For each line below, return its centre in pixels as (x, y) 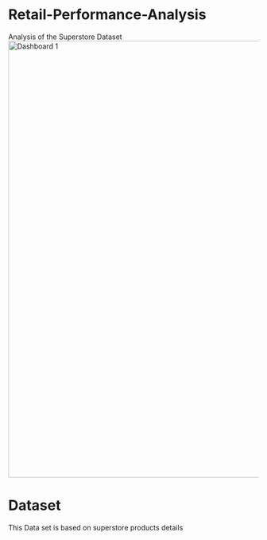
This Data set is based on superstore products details (96, 527)
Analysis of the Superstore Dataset (65, 37)
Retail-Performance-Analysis (107, 15)
